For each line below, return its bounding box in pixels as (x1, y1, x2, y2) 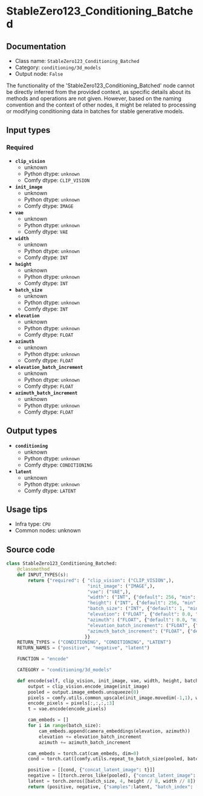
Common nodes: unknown (14, 527, 81, 534)
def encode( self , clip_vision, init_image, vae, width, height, (17, 677, 182, 684)
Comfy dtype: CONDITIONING (24, 461, 92, 468)
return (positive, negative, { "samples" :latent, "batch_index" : (28, 783, 193, 790)
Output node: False (14, 70, 63, 77)
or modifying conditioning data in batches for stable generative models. (6, 108, 184, 114)
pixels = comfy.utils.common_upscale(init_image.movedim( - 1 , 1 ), (28, 695, 193, 701)
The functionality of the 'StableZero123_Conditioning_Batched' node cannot (6, 82, 195, 89)
